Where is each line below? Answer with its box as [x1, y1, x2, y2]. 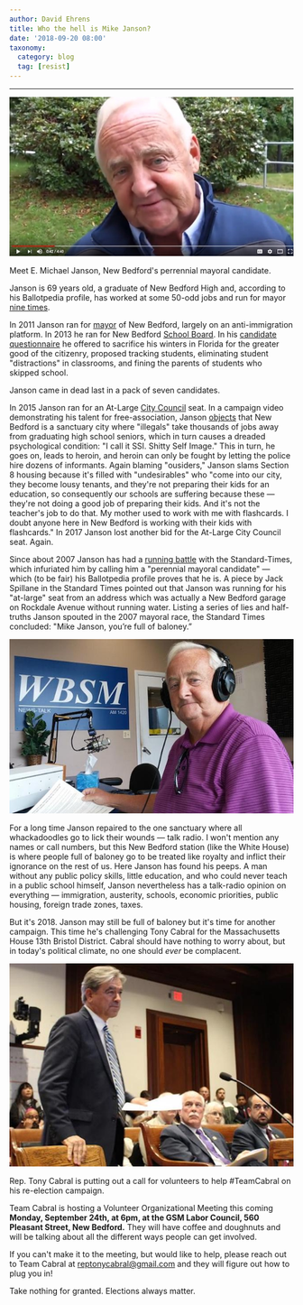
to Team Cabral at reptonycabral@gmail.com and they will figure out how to [9, 1259, 290, 1270]
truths [9, 611, 32, 622]
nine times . [9, 301, 50, 312]
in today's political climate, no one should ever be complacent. [9, 946, 242, 957]
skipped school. [9, 366, 69, 378]
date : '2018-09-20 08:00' [9, 33, 106, 42]
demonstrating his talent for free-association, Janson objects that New [9, 412, 272, 422]
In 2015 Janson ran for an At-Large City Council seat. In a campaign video [9, 402, 284, 412]
